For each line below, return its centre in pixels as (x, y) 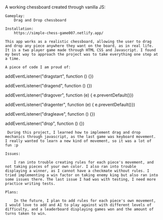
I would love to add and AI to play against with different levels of (78, 205)
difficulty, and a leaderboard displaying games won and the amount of (79, 209)
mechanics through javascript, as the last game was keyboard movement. (81, 137)
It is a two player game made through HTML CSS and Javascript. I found (81, 50)
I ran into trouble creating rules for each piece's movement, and (84, 162)
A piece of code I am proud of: (38, 67)
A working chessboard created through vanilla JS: (55, 7)
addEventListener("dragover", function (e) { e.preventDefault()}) (69, 95)
